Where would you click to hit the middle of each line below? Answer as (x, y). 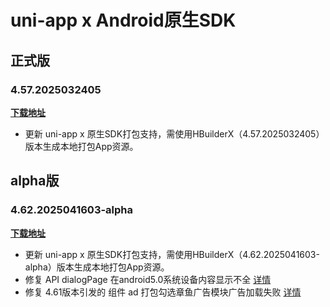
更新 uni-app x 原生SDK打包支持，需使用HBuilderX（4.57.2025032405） (174, 133)
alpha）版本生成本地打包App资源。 (97, 267)
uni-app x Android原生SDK (123, 20)
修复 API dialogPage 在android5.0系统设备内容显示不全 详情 (148, 279)
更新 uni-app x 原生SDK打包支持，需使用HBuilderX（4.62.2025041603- (172, 254)
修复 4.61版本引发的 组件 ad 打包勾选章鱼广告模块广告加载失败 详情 (163, 292)
